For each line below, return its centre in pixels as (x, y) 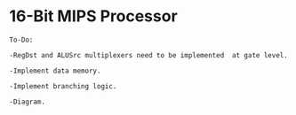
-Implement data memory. (55, 71)
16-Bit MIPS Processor (93, 16)
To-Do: (21, 40)
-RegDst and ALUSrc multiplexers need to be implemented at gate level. (149, 55)
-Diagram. (28, 102)
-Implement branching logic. (63, 86)
